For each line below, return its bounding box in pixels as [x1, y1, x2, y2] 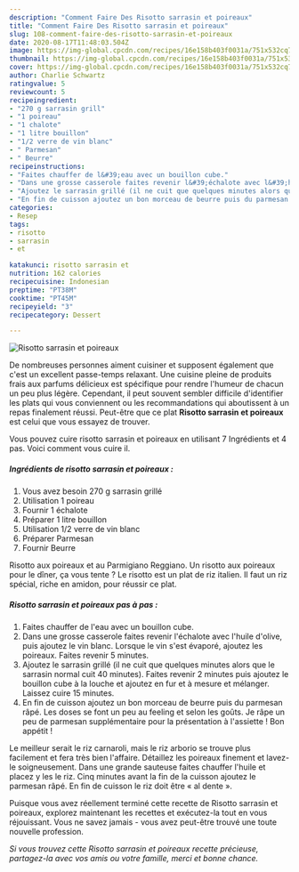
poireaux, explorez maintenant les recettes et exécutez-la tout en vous [9, 807, 268, 819]
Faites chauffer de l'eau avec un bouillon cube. [21, 622, 194, 633]
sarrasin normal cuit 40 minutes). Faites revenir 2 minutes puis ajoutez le [21, 669, 289, 680]
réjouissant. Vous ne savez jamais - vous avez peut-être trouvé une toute [9, 817, 278, 828]
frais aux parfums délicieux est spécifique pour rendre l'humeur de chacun [9, 379, 284, 390]
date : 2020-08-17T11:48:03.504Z [9, 37, 129, 47]
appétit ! [21, 726, 53, 737]
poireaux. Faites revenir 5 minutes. [21, 650, 149, 661]
